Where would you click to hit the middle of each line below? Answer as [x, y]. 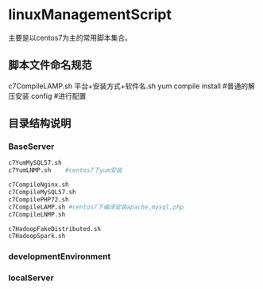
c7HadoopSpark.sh [37, 236]
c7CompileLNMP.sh [37, 214]
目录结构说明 [40, 124]
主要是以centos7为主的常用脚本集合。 [70, 37]
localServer [31, 278]
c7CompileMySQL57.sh [43, 193]
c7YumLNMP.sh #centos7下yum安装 [65, 170]
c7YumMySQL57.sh [35, 163]
